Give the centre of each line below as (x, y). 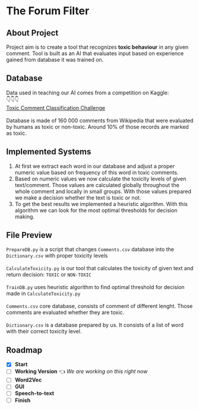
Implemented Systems (49, 152)
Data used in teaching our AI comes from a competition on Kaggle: (88, 93)
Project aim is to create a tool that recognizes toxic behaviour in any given (97, 47)
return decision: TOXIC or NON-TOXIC (49, 275)
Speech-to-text (34, 394)
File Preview (29, 235)
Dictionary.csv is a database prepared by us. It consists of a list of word (95, 325)
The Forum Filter (48, 11)
